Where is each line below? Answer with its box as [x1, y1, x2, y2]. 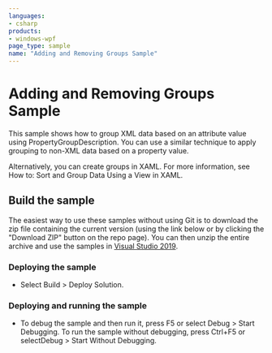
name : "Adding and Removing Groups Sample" [8, 50, 158, 58]
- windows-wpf [8, 34, 57, 43]
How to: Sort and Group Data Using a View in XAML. [8, 170, 183, 179]
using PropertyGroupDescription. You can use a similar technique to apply [8, 137, 257, 147]
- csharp [8, 19, 38, 28]
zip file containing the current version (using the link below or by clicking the [8, 224, 265, 234]
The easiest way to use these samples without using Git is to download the [8, 215, 258, 225]
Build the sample [8, 194, 95, 208]
